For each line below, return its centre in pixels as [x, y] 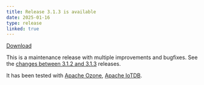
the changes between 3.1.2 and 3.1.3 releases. [64, 64]
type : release [24, 23]
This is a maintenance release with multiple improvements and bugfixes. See [102, 57]
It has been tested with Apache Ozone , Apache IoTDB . [74, 75]
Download [19, 46]
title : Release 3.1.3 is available [51, 12]
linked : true [23, 29]
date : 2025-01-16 [28, 17]
